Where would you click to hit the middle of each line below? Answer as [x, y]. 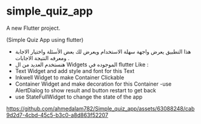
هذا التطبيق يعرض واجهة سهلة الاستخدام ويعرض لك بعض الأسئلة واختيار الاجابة [103, 51]
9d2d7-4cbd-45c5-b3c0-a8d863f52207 [57, 115]
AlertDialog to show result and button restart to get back [86, 90]
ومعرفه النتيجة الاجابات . [42, 58]
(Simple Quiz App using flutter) [45, 40]
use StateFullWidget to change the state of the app [79, 97]
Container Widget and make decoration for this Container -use [93, 84]
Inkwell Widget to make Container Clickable [70, 77]
